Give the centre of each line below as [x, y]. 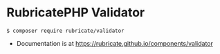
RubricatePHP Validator [76, 13]
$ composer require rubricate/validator [66, 31]
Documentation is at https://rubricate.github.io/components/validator [115, 43]
